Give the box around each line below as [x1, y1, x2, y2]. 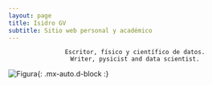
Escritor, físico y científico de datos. [64, 49, 206, 57]
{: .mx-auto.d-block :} [37, 69, 109, 79]
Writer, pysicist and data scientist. [70, 55, 200, 64]
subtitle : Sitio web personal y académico [8, 26, 153, 34]
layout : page [8, 11, 52, 20]
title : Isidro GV [8, 19, 67, 27]
